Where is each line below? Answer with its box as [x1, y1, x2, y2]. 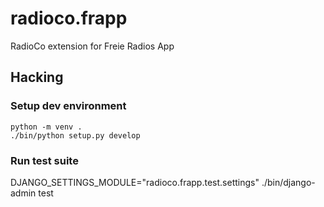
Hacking [10, 69, 64, 86]
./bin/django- [261, 176, 316, 188]
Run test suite [10, 153, 79, 167]
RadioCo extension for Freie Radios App [10, 40, 175, 52]
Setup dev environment [10, 99, 127, 113]
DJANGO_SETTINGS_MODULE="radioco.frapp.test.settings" [10, 176, 260, 188]
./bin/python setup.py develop [10, 130, 141, 141]
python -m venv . [10, 122, 83, 132]
